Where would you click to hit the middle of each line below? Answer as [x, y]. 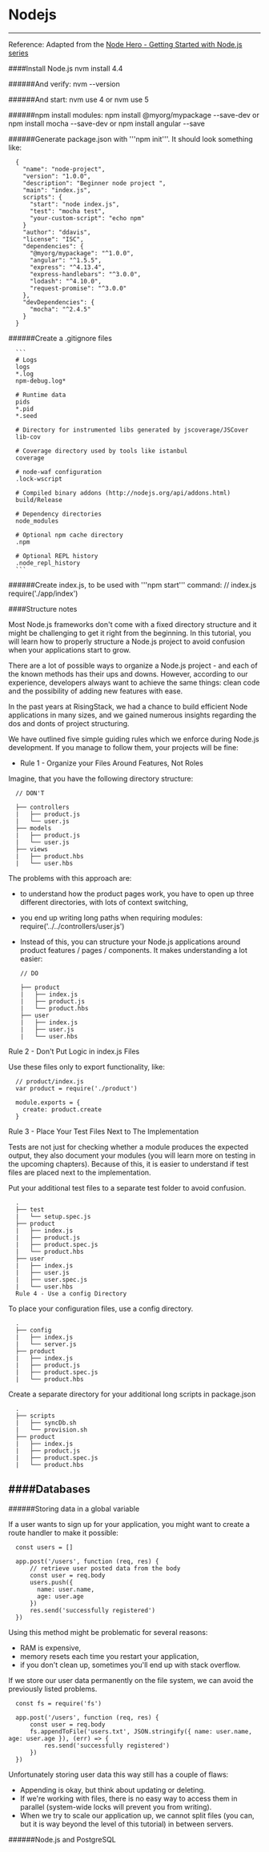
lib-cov [28, 437]
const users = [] [44, 1547]
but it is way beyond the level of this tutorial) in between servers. [126, 1824]
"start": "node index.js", [74, 204]
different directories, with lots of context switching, [104, 902]
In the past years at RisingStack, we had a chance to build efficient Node [128, 706]
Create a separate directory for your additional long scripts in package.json [132, 1394]
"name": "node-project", [64, 169]
